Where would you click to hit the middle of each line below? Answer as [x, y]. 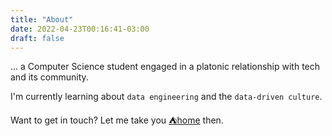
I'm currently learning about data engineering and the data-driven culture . [166, 97]
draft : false [37, 38]
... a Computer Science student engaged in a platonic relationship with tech [165, 67]
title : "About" [42, 19]
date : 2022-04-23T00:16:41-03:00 [80, 29]
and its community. [49, 77]
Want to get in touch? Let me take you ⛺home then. [117, 120]
